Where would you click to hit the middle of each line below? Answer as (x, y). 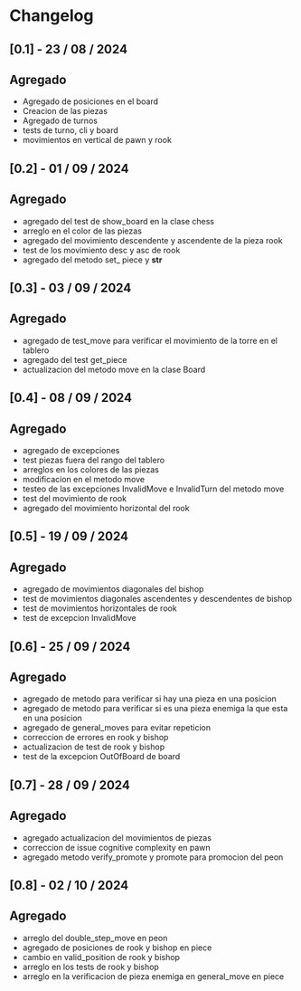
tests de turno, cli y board (71, 130)
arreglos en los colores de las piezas (91, 470)
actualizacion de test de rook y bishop (94, 747)
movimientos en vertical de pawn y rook (97, 140)
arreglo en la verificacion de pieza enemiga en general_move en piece (153, 976)
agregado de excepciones (71, 450)
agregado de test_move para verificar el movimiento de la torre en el (150, 340)
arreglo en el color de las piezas (82, 231)
